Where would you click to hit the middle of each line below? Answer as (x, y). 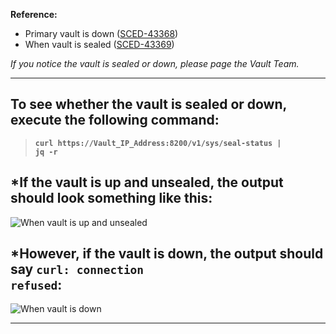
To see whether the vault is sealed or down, (148, 104)
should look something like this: (111, 198)
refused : (36, 285)
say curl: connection (77, 269)
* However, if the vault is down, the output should (167, 254)
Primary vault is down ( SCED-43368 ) (101, 33)
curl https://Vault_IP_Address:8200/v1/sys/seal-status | (158, 143)
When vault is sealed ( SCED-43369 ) (99, 44)
